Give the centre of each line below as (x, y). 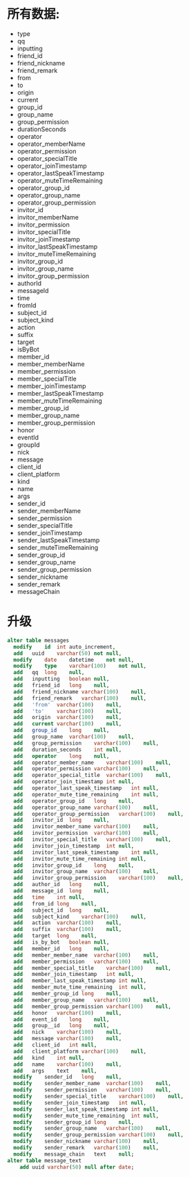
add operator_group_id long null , (74, 801)
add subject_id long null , (61, 910)
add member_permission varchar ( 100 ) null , (86, 961)
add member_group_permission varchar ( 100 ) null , (92, 1006)
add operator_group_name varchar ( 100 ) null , (86, 807)
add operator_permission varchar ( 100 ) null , (86, 769)
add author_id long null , (61, 885)
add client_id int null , (55, 1045)
